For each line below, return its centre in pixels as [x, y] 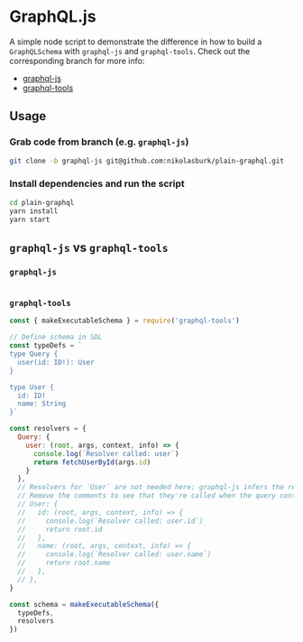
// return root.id [60, 529]
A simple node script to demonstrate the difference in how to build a [136, 42]
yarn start [30, 219]
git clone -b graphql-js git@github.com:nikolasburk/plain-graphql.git [147, 161]
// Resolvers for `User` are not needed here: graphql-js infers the [151, 488]
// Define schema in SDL [56, 337]
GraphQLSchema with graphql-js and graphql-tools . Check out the [130, 51]
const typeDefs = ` [46, 346]
